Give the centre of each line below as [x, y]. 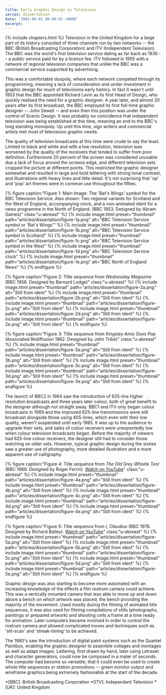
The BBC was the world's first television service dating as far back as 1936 [82, 54]
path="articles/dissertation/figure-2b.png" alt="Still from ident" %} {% [77, 298]
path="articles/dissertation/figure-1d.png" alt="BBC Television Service [77, 251]
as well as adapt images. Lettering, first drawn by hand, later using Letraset [82, 651]
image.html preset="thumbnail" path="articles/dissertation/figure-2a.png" [81, 287]
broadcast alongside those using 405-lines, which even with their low [76, 417]
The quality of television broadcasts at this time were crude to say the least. [83, 142]
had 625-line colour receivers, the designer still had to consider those [76, 439]
